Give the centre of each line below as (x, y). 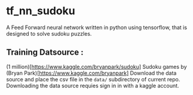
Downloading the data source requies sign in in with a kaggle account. (93, 85)
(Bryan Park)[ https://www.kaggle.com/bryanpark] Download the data (91, 73)
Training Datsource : (45, 53)
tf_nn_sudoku (41, 11)
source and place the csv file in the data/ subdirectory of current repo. (93, 79)
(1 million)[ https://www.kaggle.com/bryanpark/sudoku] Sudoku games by (96, 66)
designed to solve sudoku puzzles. (49, 33)
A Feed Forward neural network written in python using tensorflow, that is (96, 27)
